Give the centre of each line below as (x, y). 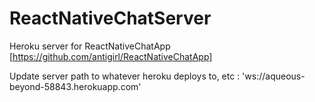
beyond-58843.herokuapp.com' (75, 86)
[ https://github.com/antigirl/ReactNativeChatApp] (111, 56)
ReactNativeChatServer (110, 18)
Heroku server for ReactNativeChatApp (90, 46)
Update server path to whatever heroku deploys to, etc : (125, 76)
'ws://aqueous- (274, 76)
